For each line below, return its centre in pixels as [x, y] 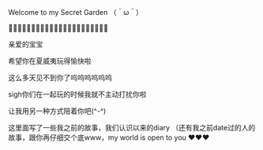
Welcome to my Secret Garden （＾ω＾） [76, 12]
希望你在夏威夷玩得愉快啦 [50, 61]
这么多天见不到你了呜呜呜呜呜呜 [60, 77]
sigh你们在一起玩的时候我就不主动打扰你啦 [77, 94]
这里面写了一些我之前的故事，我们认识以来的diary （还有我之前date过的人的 [132, 128]
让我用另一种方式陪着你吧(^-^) [57, 111]
